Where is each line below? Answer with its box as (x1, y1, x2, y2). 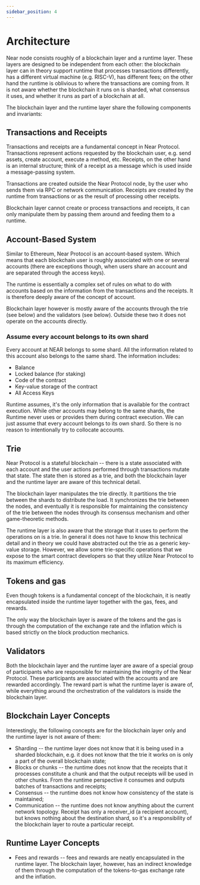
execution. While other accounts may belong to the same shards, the (6, 407, 175, 415)
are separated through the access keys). (6, 269, 106, 276)
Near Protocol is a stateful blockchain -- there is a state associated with (6, 460, 182, 467)
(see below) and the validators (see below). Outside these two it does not (6, 312, 186, 319)
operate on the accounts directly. (6, 317, 87, 325)
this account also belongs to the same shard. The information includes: (6, 353, 180, 360)
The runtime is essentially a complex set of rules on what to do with (6, 281, 172, 288)
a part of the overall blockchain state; (14, 757, 107, 764)
